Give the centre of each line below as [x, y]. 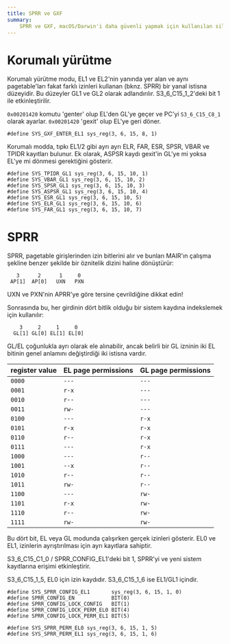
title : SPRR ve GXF [35, 13]
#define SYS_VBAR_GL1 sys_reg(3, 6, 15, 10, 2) [76, 180]
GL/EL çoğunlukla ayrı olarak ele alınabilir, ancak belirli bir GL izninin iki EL [111, 346]
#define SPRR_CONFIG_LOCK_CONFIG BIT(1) [68, 604]
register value [34, 371]
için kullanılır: [26, 315]
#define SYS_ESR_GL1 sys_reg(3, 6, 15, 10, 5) [75, 198]
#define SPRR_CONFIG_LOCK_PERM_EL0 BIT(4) [68, 610]
